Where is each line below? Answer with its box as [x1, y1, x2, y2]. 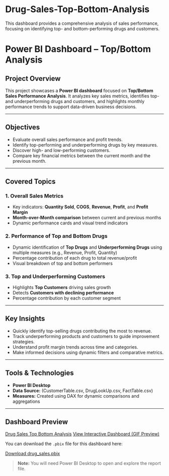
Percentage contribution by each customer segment [12, 295, 121, 301]
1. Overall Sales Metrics [5, 193, 64, 200]
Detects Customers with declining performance [12, 290, 114, 296]
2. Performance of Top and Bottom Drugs [5, 232, 108, 240]
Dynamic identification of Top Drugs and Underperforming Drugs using [12, 244, 162, 250]
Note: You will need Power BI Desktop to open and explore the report [17, 460, 161, 466]
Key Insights [5, 314, 45, 323]
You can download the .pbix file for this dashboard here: [5, 441, 123, 447]
